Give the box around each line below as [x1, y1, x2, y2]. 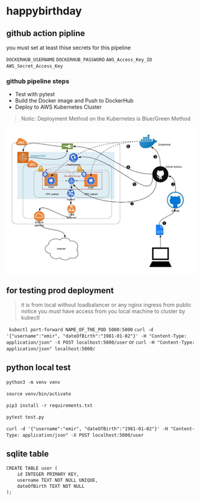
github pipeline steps [6, 77, 70, 85]
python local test [6, 362, 71, 372]
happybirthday [6, 4, 82, 18]
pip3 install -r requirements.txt [6, 402, 93, 409]
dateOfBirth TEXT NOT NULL [17, 484, 85, 490]
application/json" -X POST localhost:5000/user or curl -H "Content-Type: [6, 338, 196, 346]
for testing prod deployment [6, 285, 114, 296]
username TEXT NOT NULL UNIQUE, [17, 478, 98, 484]
